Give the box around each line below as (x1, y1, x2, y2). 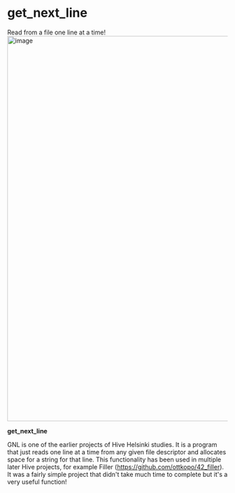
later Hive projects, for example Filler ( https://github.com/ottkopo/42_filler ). (7, 462, 225, 471)
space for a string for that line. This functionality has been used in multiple (7, 455, 222, 464)
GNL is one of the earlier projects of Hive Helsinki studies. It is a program (7, 440, 218, 449)
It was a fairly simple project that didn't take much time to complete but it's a (7, 470, 228, 478)
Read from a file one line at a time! (7, 28, 106, 36)
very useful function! (7, 478, 68, 486)
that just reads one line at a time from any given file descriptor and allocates (7, 447, 227, 456)
